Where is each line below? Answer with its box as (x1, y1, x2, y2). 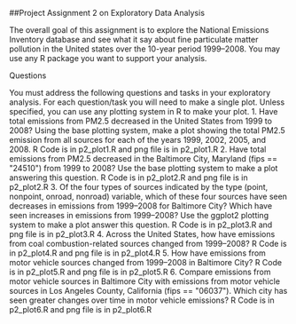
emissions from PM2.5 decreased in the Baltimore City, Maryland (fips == (9, 154, 277, 163)
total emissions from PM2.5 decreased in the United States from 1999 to (9, 115, 273, 126)
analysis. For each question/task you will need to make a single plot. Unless (9, 97, 285, 107)
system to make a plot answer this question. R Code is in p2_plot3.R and (9, 219, 273, 230)
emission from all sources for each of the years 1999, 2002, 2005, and (9, 135, 267, 145)
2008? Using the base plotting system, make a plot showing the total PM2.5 (9, 125, 285, 136)
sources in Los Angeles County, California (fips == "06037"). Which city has (9, 286, 288, 296)
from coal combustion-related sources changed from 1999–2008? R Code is (9, 239, 287, 249)
